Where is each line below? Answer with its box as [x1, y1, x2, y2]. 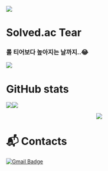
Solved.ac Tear [6, 26, 81, 40]
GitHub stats [6, 82, 69, 96]
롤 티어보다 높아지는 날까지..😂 [6, 48, 89, 56]
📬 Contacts [6, 134, 67, 148]
